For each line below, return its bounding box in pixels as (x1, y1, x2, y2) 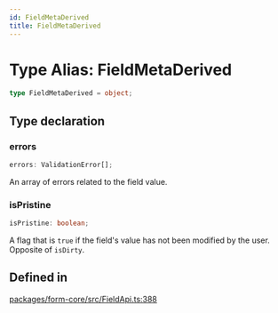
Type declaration (9, 113, 105, 129)
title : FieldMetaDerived (9, 21, 101, 30)
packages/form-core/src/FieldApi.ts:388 (9, 293, 158, 304)
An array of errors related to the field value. (9, 176, 168, 187)
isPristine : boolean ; (9, 219, 90, 228)
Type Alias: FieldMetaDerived (9, 60, 233, 80)
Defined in (9, 270, 68, 285)
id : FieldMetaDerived (9, 12, 90, 22)
